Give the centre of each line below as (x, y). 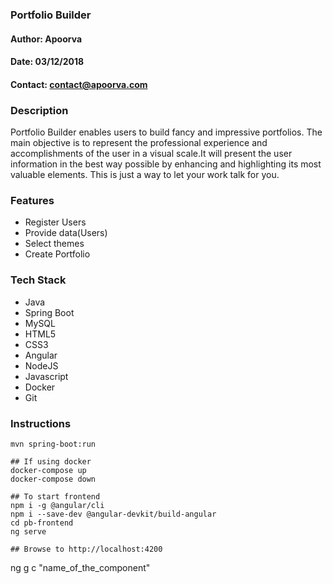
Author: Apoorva (46, 39)
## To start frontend (55, 496)
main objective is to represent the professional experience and (139, 142)
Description (39, 110)
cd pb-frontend (42, 523)
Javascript (46, 376)
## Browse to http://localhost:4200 (86, 549)
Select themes (54, 244)
